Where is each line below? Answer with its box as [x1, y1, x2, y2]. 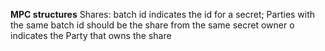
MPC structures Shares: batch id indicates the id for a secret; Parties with [10, 9, 316, 20]
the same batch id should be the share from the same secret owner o [10, 19, 295, 31]
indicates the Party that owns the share [10, 30, 172, 41]
